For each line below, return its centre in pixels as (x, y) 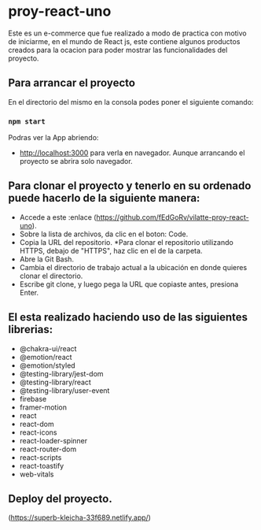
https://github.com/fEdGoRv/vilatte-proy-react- (173, 217)
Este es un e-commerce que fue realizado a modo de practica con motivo (127, 33)
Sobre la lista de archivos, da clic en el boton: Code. (104, 234)
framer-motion (43, 407)
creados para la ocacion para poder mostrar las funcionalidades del (118, 50)
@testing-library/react (55, 382)
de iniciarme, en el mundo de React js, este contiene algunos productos (124, 41)
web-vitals (37, 474)
